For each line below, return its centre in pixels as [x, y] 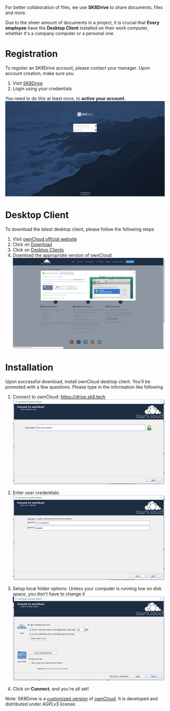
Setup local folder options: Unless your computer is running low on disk [87, 588]
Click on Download [32, 245]
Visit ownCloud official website [45, 239]
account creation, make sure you [39, 73]
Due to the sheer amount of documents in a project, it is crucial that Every [82, 23]
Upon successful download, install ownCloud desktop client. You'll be [78, 382]
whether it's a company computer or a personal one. [60, 33]
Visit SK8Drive [28, 83]
